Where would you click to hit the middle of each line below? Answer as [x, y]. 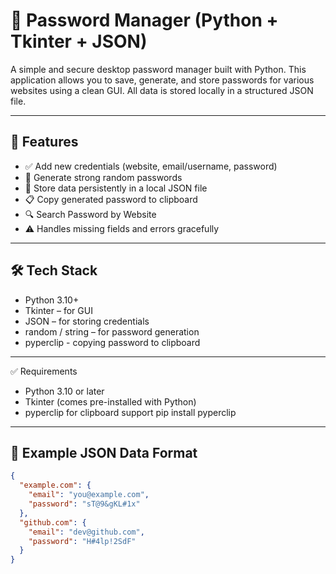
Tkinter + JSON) [79, 41]
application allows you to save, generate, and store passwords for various [162, 80]
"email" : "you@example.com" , [89, 495]
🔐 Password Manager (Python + [144, 20]
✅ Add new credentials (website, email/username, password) [151, 166]
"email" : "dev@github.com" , [86, 532]
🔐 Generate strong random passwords [103, 177]
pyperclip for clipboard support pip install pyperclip [130, 412]
